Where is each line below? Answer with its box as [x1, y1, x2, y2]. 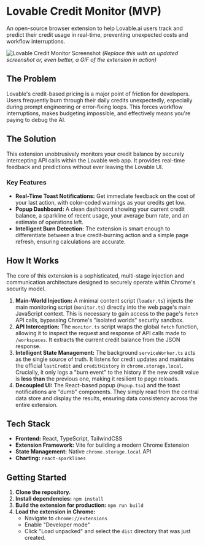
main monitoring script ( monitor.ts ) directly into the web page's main [15, 303, 191, 311]
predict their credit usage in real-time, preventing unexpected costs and [6, 31, 188, 38]
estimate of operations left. [15, 218, 84, 226]
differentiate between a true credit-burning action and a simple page [15, 231, 189, 238]
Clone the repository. [15, 488, 71, 496]
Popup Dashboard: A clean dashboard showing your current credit [15, 205, 185, 213]
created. [24, 534, 46, 542]
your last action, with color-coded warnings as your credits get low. [15, 199, 186, 206]
